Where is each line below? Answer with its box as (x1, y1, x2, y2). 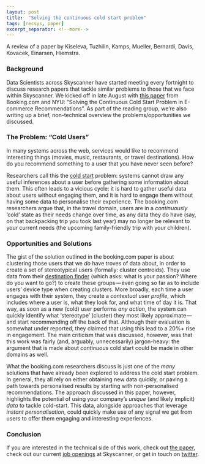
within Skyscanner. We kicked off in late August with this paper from (6, 91, 179, 99)
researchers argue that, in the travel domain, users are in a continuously (6, 204, 188, 211)
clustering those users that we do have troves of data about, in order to (6, 260, 186, 267)
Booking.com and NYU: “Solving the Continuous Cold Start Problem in (6, 98, 184, 105)
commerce (6, 105, 34, 112)
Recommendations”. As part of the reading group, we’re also (34, 105, 187, 112)
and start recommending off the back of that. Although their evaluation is (6, 318, 190, 325)
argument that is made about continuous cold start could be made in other (6, 344, 194, 352)
